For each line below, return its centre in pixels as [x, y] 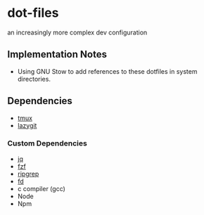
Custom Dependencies [47, 143]
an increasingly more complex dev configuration [77, 32]
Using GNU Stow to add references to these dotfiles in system [107, 71]
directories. [34, 79]
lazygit [27, 125]
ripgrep [28, 174]
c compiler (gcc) [41, 188]
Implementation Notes [57, 54]
